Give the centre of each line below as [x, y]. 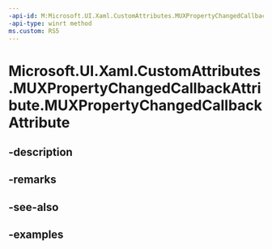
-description [40, 152]
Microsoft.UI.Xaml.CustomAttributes [135, 71]
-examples [36, 235]
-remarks [32, 180]
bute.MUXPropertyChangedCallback [136, 105]
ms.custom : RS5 [34, 31]
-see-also [34, 207]
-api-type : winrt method [50, 23]
